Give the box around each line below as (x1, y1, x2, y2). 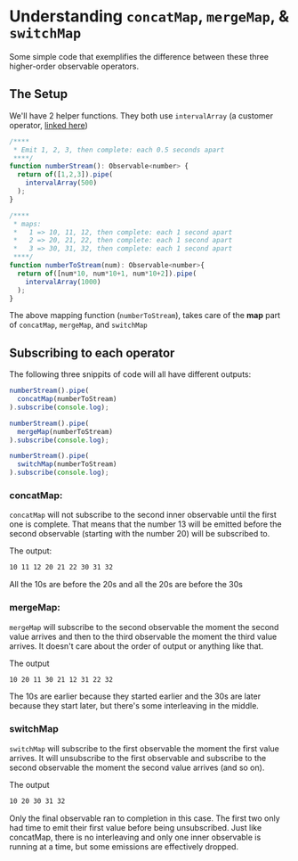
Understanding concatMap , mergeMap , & (9, 6, 290, 27)
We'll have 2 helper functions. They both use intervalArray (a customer (9, 110, 274, 121)
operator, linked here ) (9, 119, 89, 130)
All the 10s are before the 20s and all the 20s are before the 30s (9, 579, 243, 590)
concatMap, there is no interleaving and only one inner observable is (9, 832, 262, 842)
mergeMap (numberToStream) (17, 427, 114, 436)
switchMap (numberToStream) (17, 460, 117, 469)
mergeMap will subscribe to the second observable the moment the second (9, 621, 279, 632)
